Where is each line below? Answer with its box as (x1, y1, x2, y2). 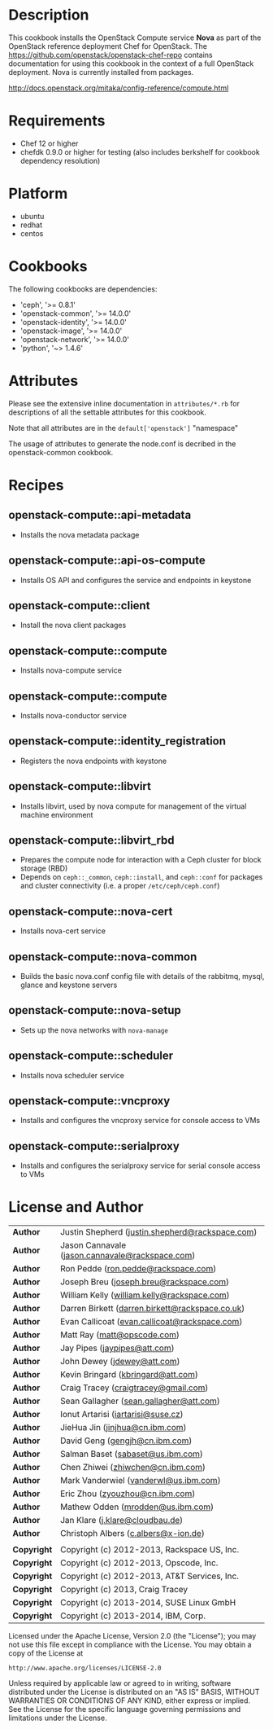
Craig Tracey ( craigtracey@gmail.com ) (59, 1382, 209, 1393)
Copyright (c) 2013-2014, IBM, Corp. (59, 1610, 206, 1621)
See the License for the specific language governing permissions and (8, 1705, 241, 1714)
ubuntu (19, 211, 45, 221)
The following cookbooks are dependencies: (8, 283, 158, 294)
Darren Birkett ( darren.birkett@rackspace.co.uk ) (59, 1303, 245, 1314)
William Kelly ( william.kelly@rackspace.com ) (59, 1289, 230, 1301)
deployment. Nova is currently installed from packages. (8, 67, 194, 77)
